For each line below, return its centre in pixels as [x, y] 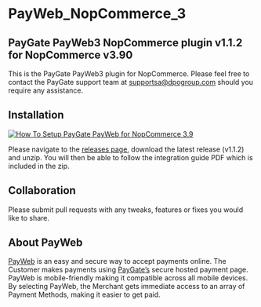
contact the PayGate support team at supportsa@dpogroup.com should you [130, 82]
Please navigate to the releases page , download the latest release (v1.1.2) [126, 149]
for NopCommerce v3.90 [71, 55]
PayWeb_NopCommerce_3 [97, 14]
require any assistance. [46, 90]
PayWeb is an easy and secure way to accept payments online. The [117, 261]
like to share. [29, 217]
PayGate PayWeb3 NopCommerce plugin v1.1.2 [125, 43]
